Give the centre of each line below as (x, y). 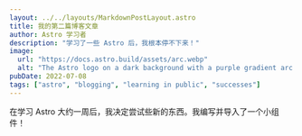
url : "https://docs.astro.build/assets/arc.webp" (113, 59)
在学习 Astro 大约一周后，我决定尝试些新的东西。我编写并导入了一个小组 (144, 111)
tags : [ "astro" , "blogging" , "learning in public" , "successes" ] (135, 85)
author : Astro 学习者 (48, 34)
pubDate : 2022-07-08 (48, 77)
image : (22, 51)
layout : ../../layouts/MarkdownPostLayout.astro (103, 18)
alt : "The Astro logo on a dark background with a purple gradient (147, 68)
